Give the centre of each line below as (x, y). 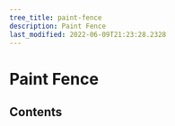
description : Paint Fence (57, 26)
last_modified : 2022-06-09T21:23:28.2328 (88, 34)
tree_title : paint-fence (56, 18)
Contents (36, 112)
